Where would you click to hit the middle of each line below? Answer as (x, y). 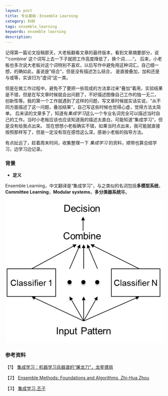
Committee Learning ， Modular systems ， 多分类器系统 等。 (67, 192)
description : (19, 37)
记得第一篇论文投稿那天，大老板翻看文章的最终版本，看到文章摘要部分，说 (82, 52)
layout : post (19, 11)
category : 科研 (20, 21)
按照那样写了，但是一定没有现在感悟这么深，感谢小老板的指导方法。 (75, 132)
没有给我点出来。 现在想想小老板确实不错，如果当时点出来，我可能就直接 (85, 126)
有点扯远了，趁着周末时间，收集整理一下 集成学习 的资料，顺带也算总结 (79, 143)
